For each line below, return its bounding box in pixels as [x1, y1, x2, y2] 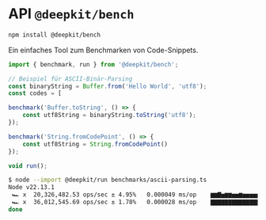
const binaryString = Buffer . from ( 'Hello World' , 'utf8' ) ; [8, 82, 207, 90]
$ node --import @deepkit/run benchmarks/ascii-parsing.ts [8, 176, 207, 184]
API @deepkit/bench [8, 5, 135, 23]
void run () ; [8, 161, 47, 170]
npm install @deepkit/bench [8, 31, 101, 39]
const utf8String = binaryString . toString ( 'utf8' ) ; [22, 112, 196, 119]
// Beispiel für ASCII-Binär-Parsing [8, 74, 133, 83]
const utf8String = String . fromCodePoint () [22, 140, 169, 148]
